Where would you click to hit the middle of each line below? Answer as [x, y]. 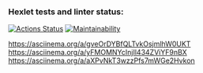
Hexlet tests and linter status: [66, 12]
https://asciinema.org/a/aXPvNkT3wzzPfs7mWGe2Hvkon [101, 60]
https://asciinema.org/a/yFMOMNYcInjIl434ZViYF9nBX [98, 53]
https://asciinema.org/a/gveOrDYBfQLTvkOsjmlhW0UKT [100, 44]
